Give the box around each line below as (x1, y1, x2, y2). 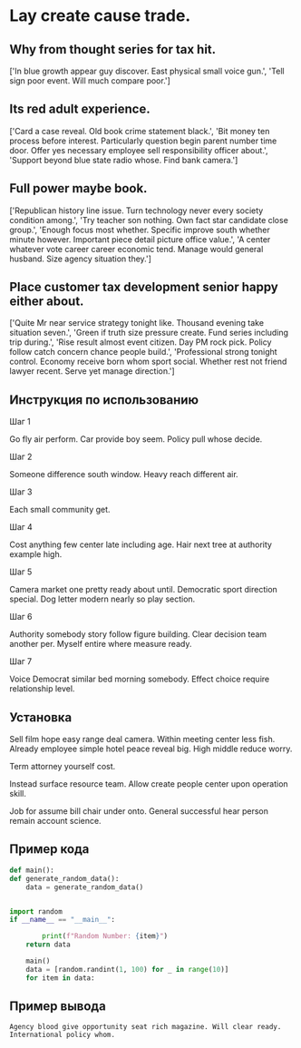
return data (25, 940, 71, 949)
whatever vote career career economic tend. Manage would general (9, 243, 264, 254)
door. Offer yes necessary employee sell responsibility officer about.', (9, 144, 269, 155)
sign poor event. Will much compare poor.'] (9, 75, 170, 86)
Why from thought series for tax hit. (9, 42, 217, 57)
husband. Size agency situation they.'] (9, 253, 152, 264)
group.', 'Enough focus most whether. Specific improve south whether (9, 224, 270, 235)
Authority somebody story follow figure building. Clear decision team (9, 629, 267, 640)
